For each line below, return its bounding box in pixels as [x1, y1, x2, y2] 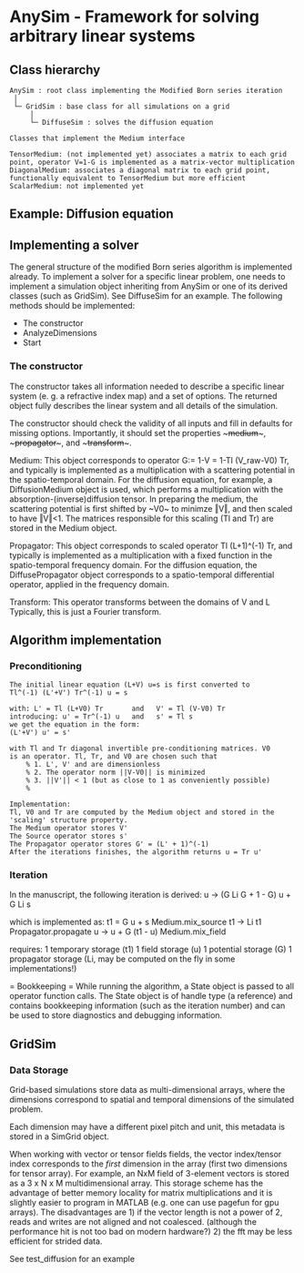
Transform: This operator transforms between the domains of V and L [9, 596, 270, 607]
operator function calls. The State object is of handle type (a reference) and [9, 991, 293, 1002]
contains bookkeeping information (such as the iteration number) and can [9, 1000, 286, 1012]
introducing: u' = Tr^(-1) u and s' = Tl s [9, 712, 194, 721]
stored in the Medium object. [9, 522, 117, 534]
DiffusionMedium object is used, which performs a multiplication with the [9, 484, 284, 494]
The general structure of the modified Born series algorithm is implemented [9, 261, 293, 272]
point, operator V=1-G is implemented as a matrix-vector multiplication [9, 158, 296, 167]
